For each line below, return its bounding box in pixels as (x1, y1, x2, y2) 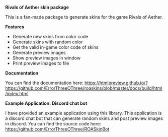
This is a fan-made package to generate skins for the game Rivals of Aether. (5, 14, 163, 20)
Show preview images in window (12, 55, 81, 61)
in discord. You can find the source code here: (5, 121, 102, 126)
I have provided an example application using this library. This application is (5, 110, 162, 116)
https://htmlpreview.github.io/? (85, 80, 148, 86)
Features (5, 24, 24, 30)
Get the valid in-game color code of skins (12, 44, 99, 50)
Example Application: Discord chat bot (5, 100, 88, 106)
